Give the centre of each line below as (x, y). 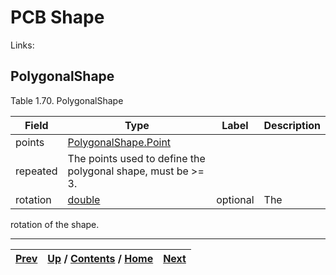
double (84, 199)
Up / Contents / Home (100, 258)
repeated (36, 171)
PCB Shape (57, 17)
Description (292, 125)
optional (235, 199)
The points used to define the (136, 158)
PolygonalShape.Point (119, 142)
